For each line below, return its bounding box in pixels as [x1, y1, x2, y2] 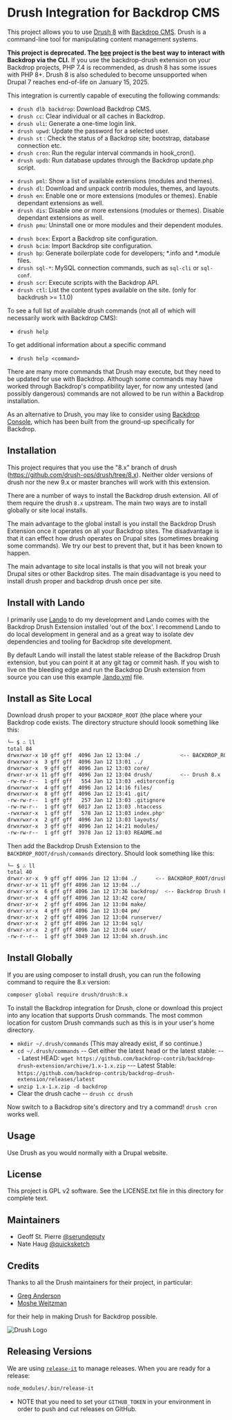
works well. [7, 1110, 40, 1118]
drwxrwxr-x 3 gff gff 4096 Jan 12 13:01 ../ [7, 758, 144, 765]
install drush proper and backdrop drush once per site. [7, 577, 162, 585]
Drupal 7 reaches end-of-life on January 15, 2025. [7, 77, 150, 86]
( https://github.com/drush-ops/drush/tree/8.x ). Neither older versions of [7, 470, 213, 478]
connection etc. [17, 141, 62, 149]
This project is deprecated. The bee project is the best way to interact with [7, 48, 225, 57]
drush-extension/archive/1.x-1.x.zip [17, 1063, 126, 1069]
